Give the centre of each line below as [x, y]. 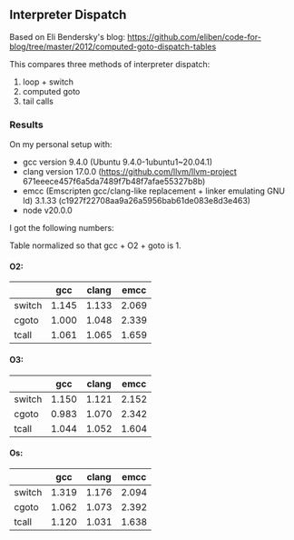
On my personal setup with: [61, 145]
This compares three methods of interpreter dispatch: [110, 64]
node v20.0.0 [47, 210]
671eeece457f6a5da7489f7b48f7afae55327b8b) [114, 182]
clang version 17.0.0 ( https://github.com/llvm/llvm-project [130, 172]
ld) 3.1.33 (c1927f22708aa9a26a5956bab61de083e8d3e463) [137, 201]
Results [26, 125]
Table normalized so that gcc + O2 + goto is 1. [95, 245]
